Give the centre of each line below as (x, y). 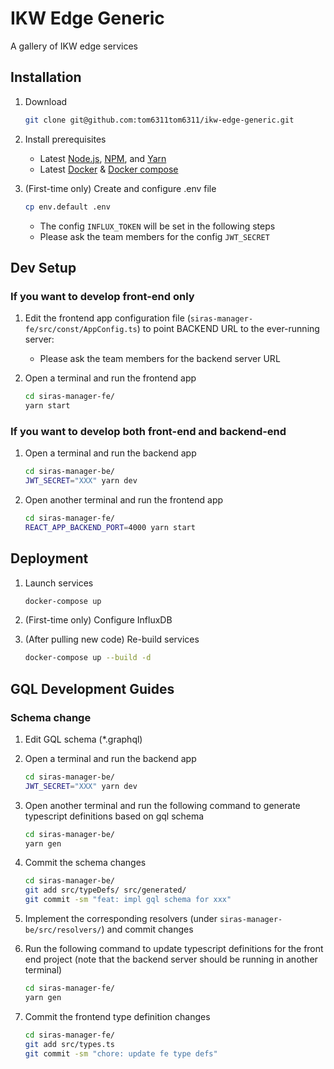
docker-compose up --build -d (88, 658)
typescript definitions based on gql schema (114, 816)
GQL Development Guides (92, 688)
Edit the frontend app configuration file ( (107, 318)
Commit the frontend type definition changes (117, 1016)
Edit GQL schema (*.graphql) (83, 739)
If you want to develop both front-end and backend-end (148, 431)
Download (46, 101)
